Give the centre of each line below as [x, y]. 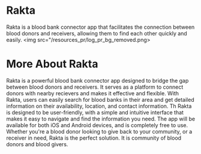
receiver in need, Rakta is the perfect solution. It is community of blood [94, 138]
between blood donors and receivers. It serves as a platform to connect [95, 87]
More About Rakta [52, 64]
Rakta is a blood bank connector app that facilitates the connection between [100, 27]
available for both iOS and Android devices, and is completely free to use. [97, 125]
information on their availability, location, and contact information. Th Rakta [99, 106]
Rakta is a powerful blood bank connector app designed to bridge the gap [97, 80]
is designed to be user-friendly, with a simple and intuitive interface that [95, 112]
